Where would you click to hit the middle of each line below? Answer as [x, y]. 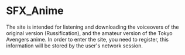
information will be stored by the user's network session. [75, 46]
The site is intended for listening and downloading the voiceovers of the [92, 27]
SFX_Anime [35, 11]
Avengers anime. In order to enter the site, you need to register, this [87, 39]
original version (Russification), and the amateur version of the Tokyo [89, 33]
